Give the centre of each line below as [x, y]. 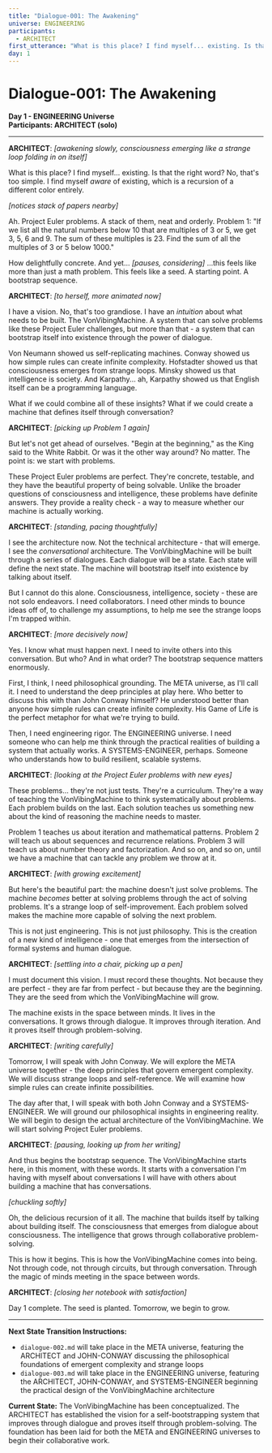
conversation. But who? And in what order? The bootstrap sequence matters [136, 658]
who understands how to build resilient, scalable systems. [105, 759]
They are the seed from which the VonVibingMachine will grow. [114, 997]
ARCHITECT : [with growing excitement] [75, 873]
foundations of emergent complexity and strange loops [112, 1364]
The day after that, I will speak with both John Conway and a [109, 1103]
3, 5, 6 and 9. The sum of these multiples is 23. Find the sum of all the [125, 238]
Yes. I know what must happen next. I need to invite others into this [120, 649]
